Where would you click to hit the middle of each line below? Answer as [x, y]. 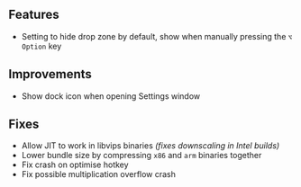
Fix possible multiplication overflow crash [99, 174]
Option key [41, 46]
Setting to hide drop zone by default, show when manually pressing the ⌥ [157, 36]
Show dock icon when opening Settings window [111, 96]
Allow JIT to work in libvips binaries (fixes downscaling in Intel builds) [150, 146]
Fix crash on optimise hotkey [75, 165]
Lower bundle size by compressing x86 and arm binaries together [141, 156]
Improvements [50, 74]
